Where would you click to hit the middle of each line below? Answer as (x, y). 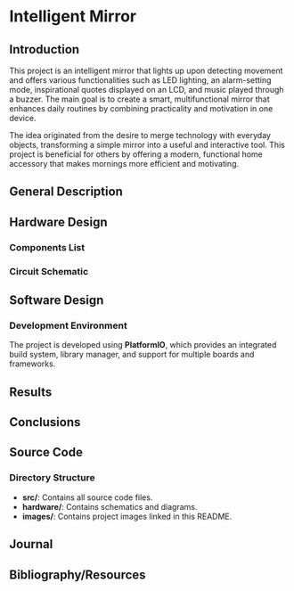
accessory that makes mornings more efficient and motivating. (124, 164)
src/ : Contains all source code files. (87, 497)
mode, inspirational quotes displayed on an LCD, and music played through (147, 90)
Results (31, 392)
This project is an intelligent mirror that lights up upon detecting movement (146, 70)
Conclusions (45, 422)
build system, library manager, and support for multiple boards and (132, 355)
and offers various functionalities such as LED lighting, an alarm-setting (140, 80)
